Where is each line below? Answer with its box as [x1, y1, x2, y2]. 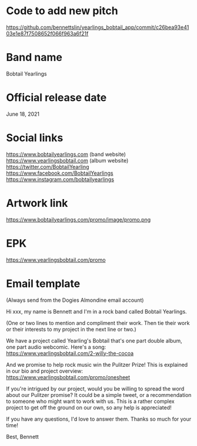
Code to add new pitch [6, 4, 119, 18]
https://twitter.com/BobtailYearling [6, 163, 89, 170]
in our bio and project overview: [6, 367, 84, 375]
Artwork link [6, 196, 68, 210]
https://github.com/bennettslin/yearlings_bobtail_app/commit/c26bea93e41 [6, 24, 189, 31]
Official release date [6, 91, 107, 105]
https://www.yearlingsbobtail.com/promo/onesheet [6, 373, 131, 380]
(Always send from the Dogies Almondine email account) [6, 297, 144, 304]
